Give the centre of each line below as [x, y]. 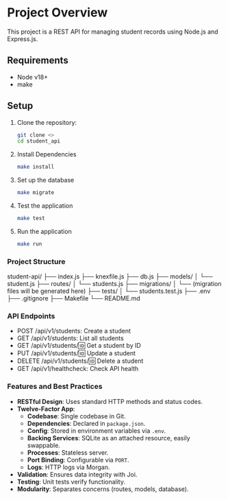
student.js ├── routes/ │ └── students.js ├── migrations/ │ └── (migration [114, 284]
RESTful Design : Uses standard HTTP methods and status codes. [110, 401]
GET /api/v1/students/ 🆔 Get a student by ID [79, 346]
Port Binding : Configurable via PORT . [78, 460]
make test [31, 218]
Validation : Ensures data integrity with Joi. [77, 474]
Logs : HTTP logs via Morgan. [68, 467]
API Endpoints [31, 316]
